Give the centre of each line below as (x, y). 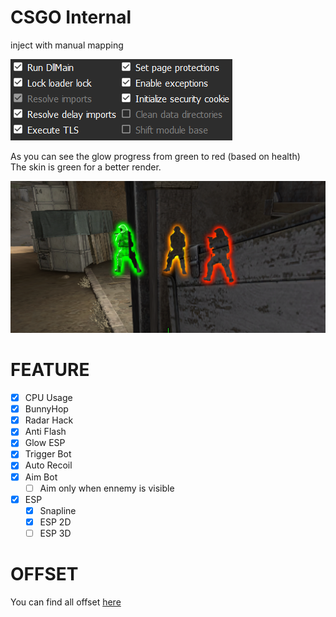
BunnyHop (46, 409)
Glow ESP (45, 443)
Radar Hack (49, 420)
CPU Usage (48, 398)
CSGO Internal (71, 17)
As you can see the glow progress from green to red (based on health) (155, 156)
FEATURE (50, 370)
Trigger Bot (48, 454)
